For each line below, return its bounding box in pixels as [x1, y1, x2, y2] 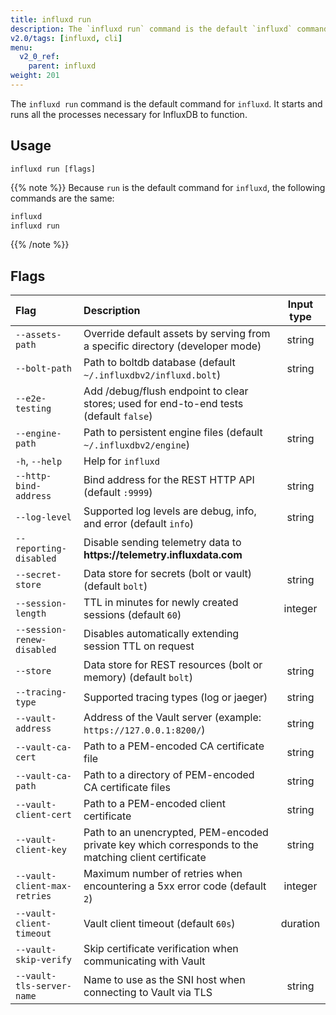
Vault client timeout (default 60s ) [83, 917, 236, 931]
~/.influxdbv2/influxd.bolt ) [83, 368, 222, 382]
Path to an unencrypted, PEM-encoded [83, 826, 269, 840]
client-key [15, 844, 67, 856]
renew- [15, 634, 47, 646]
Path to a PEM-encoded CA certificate [83, 739, 265, 753]
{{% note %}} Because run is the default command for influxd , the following [10, 181, 326, 193]
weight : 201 [10, 71, 60, 81]
